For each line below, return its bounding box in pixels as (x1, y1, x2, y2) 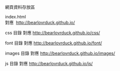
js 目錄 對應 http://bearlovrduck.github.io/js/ (5, 61, 93, 66)
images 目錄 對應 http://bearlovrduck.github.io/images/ (5, 50, 116, 56)
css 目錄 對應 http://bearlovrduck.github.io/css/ (5, 30, 101, 35)
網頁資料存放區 (5, 4, 35, 10)
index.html (5, 14, 26, 19)
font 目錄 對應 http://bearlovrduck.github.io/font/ (5, 40, 102, 46)
